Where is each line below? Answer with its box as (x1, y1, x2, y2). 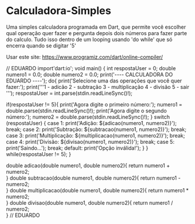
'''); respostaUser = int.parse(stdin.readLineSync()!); (6, 89, 133, 97)
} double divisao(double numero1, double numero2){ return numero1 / (6, 199, 173, 206)
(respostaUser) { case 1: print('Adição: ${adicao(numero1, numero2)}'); (6, 119, 177, 126)
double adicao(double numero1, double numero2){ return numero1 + (6, 162, 170, 169)
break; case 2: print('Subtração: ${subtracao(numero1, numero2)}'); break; (6, 126, 187, 133)
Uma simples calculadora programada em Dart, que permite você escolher (6, 23, 186, 30)
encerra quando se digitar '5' (6, 42, 76, 49)
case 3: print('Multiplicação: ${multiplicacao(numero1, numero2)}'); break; (6, 132, 186, 139)
